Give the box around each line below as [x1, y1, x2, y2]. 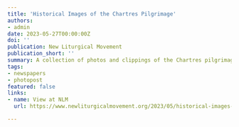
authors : [7, 17, 33, 24]
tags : [7, 63, 23, 70]
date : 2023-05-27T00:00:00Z [7, 30, 91, 38]
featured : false [7, 83, 55, 90]
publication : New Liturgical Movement [7, 43, 122, 50]
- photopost [7, 76, 43, 84]
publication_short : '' [7, 50, 75, 57]
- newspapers [7, 70, 46, 77]
